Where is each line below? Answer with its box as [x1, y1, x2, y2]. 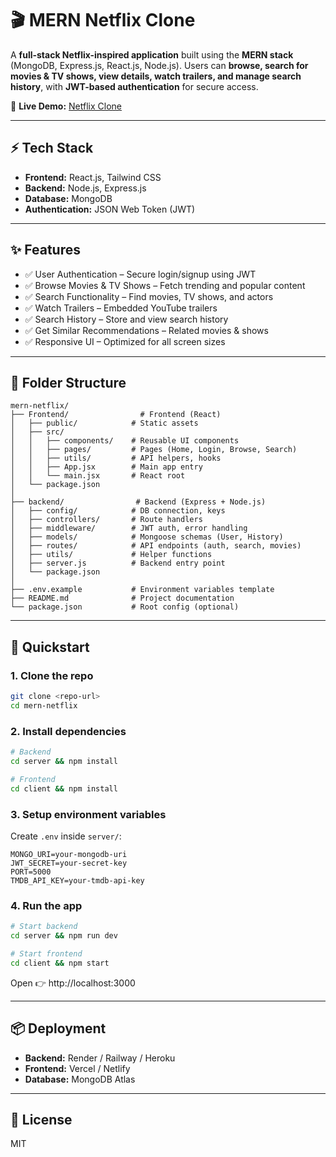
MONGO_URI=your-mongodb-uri [10, 849, 128, 859]
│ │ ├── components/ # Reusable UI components [10, 436, 240, 446]
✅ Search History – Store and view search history [24, 313, 229, 325]
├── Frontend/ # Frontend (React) [10, 410, 222, 420]
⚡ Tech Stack [10, 140, 94, 157]
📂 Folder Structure [10, 374, 127, 391]
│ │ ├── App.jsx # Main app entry [10, 462, 203, 472]
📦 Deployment [10, 1020, 107, 1037]
